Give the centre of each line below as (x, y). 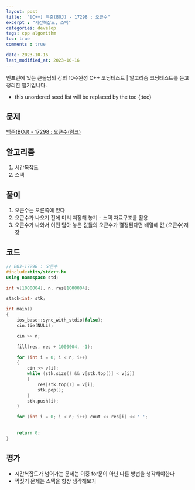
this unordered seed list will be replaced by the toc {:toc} (83, 97)
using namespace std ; (32, 277)
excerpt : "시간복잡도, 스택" (39, 22)
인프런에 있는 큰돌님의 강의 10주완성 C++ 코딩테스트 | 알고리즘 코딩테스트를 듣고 (97, 77)
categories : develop (31, 28)
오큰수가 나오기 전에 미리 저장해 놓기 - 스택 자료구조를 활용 (81, 218)
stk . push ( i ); (43, 401)
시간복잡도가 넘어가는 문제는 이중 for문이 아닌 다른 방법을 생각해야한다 (95, 474)
